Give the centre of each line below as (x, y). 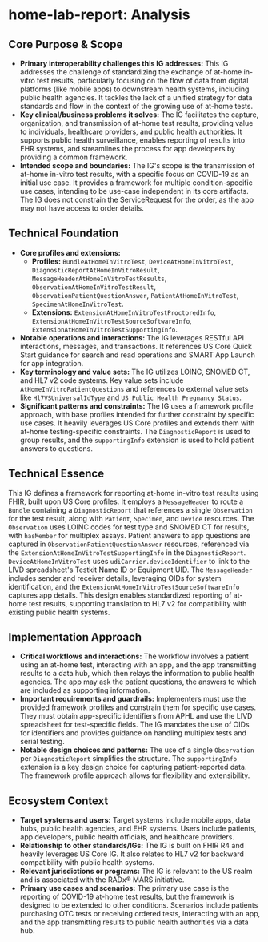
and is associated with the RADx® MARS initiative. (102, 880)
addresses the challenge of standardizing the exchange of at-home (131, 72)
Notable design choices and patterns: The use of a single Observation (137, 750)
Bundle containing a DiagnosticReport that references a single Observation (131, 509)
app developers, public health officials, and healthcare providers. (127, 837)
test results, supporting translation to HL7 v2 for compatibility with (138, 603)
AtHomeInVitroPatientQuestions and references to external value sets (134, 388)
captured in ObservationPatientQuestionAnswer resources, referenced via (129, 544)
